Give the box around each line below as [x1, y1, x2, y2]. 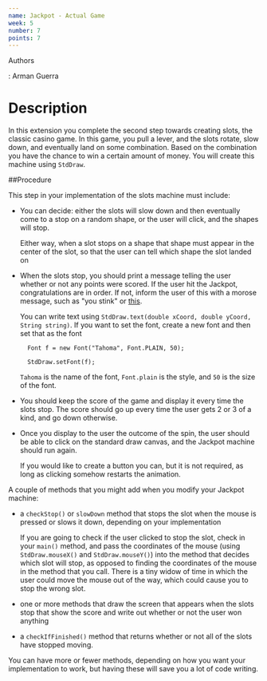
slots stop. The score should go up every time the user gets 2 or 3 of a [19, 405, 252, 414]
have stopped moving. [19, 640, 94, 650]
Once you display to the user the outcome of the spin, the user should [19, 429, 249, 438]
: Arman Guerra [8, 71, 59, 81]
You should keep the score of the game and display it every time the [19, 396, 245, 406]
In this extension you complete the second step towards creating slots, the [8, 125, 253, 136]
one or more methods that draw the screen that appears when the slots [19, 600, 254, 609]
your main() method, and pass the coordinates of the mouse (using [19, 541, 241, 551]
